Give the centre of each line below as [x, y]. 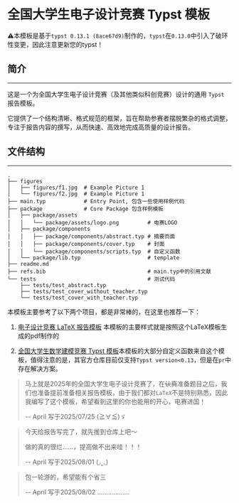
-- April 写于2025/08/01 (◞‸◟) [67, 462]
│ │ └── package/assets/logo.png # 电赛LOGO [92, 222]
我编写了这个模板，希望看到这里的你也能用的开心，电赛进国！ [115, 401]
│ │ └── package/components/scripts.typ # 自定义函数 [94, 251]
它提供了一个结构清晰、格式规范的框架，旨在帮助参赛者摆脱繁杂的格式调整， [119, 118]
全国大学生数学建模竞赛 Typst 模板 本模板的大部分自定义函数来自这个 [118, 351]
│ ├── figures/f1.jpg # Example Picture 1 [76, 188]
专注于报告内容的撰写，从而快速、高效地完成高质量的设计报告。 [101, 127]
